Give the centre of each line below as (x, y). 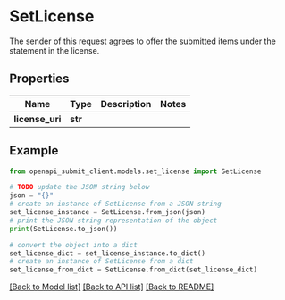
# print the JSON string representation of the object (113, 221)
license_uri (38, 119)
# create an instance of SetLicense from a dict (101, 262)
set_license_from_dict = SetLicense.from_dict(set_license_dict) (133, 270)
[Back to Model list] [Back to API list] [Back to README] (112, 287)
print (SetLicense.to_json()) (63, 229)
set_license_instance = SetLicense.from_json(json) (107, 212)
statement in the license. (54, 50)
